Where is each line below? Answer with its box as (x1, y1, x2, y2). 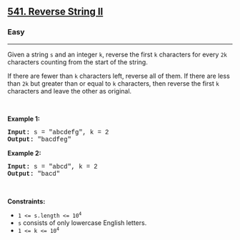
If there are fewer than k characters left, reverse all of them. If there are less (7, 71, 230, 80)
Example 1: (7, 114, 41, 123)
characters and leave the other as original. (7, 86, 132, 95)
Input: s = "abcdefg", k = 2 (7, 128, 109, 136)
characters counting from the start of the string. (7, 57, 148, 66)
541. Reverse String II (7, 6, 104, 18)
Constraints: (7, 196, 46, 206)
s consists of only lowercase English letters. (17, 218, 147, 227)
